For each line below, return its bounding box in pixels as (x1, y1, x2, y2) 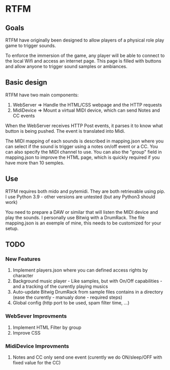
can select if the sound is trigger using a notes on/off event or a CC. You (5, 143, 158, 149)
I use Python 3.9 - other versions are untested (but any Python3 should (5, 193, 155, 200)
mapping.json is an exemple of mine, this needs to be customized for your (5, 220, 161, 226)
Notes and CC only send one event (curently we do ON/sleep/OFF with (12, 354, 162, 360)
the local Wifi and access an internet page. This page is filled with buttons (5, 58, 161, 64)
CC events (12, 112, 35, 118)
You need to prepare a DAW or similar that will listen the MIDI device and (5, 209, 158, 215)
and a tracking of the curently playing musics (12, 283, 109, 290)
